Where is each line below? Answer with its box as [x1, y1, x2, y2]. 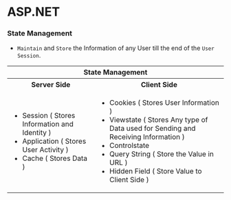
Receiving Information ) [109, 132, 186, 142]
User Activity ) [22, 145, 69, 155]
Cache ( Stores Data [22, 153, 88, 163]
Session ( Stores [22, 111, 76, 121]
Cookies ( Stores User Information [109, 98, 220, 108]
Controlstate [109, 141, 150, 151]
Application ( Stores [22, 136, 87, 146]
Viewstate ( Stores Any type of [109, 115, 208, 125]
